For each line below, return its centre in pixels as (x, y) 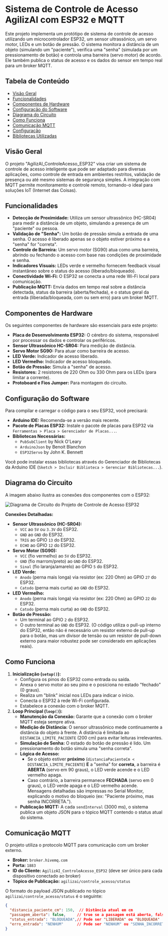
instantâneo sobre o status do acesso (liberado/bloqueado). (74, 271)
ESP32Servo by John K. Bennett (51, 452)
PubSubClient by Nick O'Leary (50, 441)
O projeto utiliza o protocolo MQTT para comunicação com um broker (77, 845)
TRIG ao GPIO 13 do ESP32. (48, 540)
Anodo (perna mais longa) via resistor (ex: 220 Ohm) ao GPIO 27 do (88, 577)
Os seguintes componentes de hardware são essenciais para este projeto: (82, 325)
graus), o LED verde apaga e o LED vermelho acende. (83, 785)
